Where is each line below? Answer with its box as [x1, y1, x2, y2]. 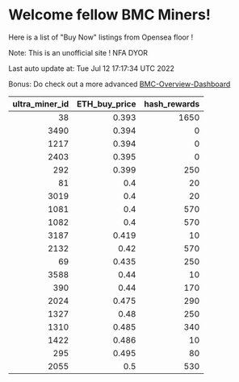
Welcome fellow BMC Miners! [8, 6, 212, 24]
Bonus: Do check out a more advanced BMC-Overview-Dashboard [8, 79, 231, 89]
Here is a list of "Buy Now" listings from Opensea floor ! [8, 32, 194, 42]
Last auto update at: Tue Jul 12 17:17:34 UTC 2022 [8, 63, 175, 73]
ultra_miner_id [12, 98, 69, 110]
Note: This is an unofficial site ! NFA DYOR [8, 48, 148, 57]
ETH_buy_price [76, 98, 136, 110]
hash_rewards [144, 98, 200, 110]
